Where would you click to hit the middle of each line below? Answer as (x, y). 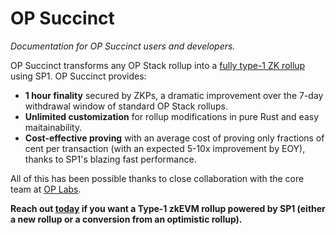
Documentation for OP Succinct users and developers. (123, 46)
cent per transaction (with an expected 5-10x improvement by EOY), (165, 148)
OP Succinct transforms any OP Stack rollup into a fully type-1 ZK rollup (158, 65)
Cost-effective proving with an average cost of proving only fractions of (174, 138)
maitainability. (53, 127)
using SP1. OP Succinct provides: (78, 76)
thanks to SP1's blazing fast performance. (110, 159)
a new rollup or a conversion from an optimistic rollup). (126, 219)
